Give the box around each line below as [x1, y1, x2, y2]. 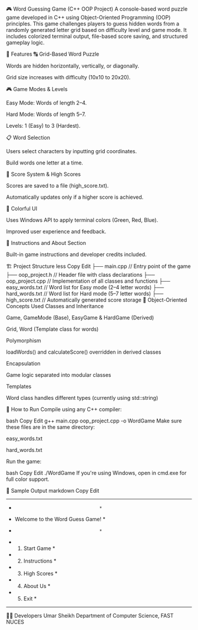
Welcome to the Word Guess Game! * [14, 516, 106, 522]
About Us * [23, 583, 51, 589]
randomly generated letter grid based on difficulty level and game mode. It [6, 27, 187, 33]
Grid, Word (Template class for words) [6, 325, 99, 332]
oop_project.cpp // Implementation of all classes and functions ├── [6, 277, 171, 285]
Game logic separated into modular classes [6, 371, 111, 378]
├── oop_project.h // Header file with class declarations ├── [6, 272, 155, 278]
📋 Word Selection [6, 134, 51, 141]
